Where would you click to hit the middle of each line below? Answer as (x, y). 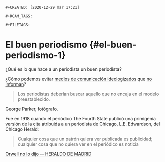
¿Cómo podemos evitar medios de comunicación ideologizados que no (79, 79)
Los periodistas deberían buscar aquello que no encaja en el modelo (88, 94)
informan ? (16, 84)
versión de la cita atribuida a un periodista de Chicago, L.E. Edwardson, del (83, 124)
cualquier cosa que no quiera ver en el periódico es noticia (78, 144)
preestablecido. (34, 99)
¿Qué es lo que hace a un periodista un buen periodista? (63, 69)
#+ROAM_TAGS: (19, 16)
